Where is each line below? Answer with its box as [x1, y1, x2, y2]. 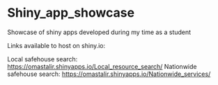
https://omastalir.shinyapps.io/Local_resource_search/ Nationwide [7, 62, 197, 70]
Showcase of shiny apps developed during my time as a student [7, 28, 192, 36]
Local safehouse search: [7, 54, 78, 63]
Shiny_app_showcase [7, 5, 134, 21]
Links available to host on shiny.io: [7, 41, 106, 49]
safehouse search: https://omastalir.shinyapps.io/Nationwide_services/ [7, 70, 211, 78]
